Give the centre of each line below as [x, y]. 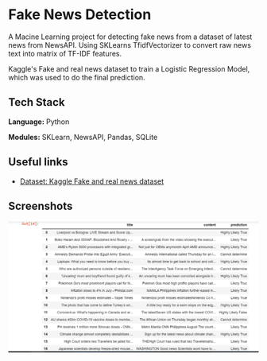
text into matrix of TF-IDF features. [65, 53]
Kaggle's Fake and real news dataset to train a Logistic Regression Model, [129, 68]
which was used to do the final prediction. [77, 77]
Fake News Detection [80, 15]
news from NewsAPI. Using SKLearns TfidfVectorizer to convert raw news [130, 45]
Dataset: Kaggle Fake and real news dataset [92, 181]
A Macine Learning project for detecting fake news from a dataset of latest [130, 37]
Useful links [39, 162]
